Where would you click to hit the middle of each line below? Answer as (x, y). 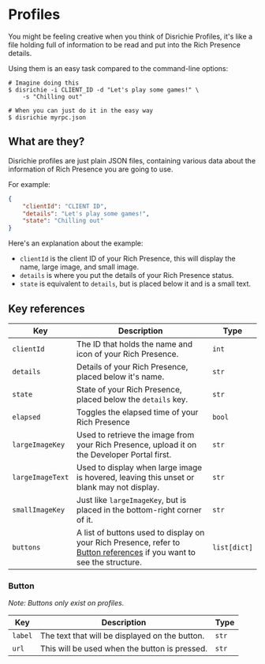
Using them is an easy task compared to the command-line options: (118, 68)
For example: (30, 184)
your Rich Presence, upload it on (136, 445)
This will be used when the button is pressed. (123, 649)
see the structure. (109, 562)
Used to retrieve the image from (135, 434)
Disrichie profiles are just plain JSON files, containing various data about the (132, 160)
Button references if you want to (136, 552)
